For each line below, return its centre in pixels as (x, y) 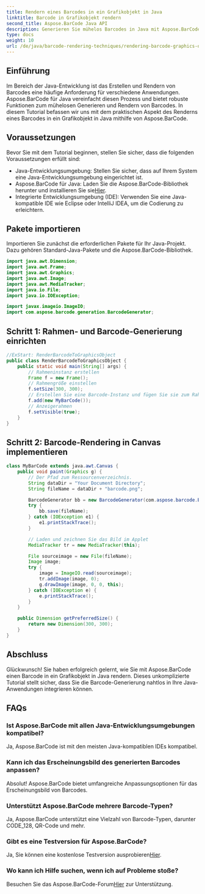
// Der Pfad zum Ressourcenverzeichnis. (80, 477)
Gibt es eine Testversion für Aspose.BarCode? (77, 841)
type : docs (20, 35)
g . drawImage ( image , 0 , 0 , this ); (81, 584)
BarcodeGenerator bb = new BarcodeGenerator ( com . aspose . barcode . (113, 500)
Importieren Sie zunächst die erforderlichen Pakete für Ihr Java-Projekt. (96, 244)
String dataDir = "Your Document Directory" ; (87, 483)
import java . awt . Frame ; (37, 267)
